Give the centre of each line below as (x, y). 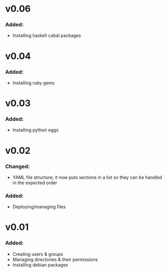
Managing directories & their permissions (55, 259)
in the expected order (35, 183)
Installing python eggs (35, 130)
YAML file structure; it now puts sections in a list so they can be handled (87, 177)
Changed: (18, 166)
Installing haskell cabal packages (47, 35)
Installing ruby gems (33, 83)
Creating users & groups (38, 254)
